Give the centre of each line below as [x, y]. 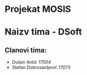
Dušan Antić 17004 [31, 62]
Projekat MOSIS [38, 9]
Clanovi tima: [26, 50]
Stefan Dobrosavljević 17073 [41, 68]
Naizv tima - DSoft [43, 32]
